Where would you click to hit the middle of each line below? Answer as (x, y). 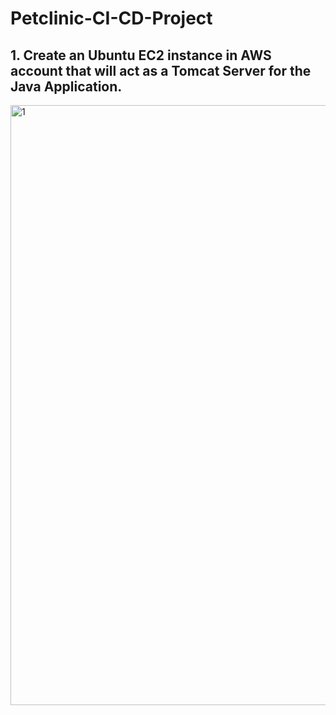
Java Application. (66, 86)
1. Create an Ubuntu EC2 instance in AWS (141, 55)
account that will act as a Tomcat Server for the (161, 70)
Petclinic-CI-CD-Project (111, 18)
